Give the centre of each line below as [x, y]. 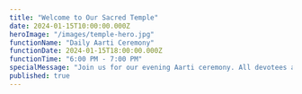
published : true [40, 76]
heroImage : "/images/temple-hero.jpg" [82, 34]
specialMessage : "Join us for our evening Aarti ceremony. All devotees [148, 68]
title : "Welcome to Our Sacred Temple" [84, 17]
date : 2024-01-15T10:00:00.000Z [70, 26]
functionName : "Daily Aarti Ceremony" [82, 43]
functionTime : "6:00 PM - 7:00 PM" [76, 59]
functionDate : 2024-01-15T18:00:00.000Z [86, 51]
